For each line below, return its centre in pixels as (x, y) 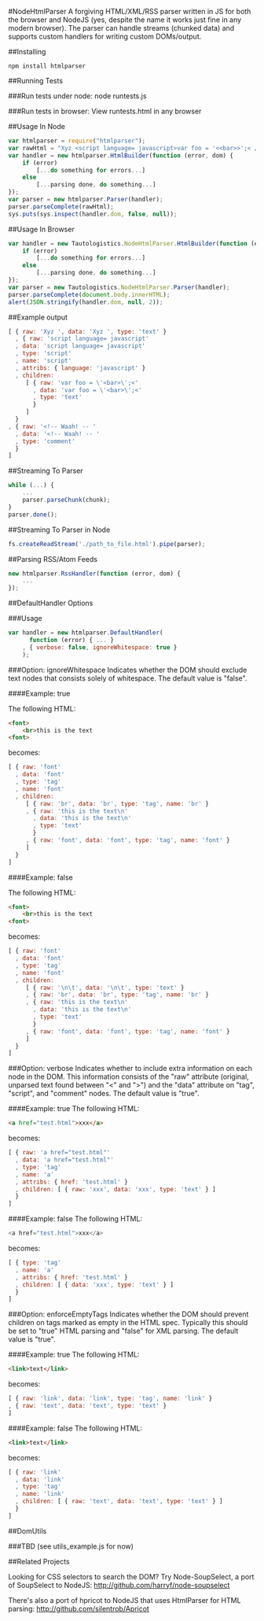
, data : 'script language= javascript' (81, 346)
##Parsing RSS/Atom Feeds (53, 559)
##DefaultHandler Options (51, 603)
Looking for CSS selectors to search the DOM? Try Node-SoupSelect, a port (131, 1576)
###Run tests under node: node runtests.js (77, 96)
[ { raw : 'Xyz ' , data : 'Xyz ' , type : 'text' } (88, 331)
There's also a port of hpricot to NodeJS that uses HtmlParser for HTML (125, 1600)
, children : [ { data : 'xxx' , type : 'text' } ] (95, 1285)
